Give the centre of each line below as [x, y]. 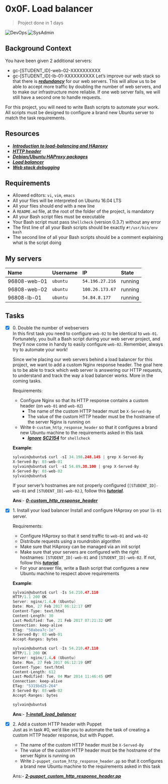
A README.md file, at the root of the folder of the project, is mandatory [83, 211]
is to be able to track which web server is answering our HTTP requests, [87, 370]
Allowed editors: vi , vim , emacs [44, 195]
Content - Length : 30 [33, 616]
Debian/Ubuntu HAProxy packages [50, 157]
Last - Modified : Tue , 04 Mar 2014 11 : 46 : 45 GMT [62, 677]
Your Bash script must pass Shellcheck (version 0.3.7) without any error [87, 222]
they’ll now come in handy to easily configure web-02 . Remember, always [88, 345]
